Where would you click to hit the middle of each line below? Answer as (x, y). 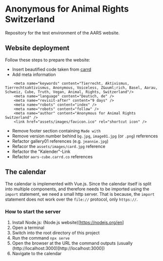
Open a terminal (28, 227)
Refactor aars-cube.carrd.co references (52, 156)
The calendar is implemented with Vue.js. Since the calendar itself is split (78, 184)
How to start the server (33, 212)
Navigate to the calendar (37, 253)
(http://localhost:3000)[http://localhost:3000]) (58, 248)
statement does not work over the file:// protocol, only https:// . (72, 199)
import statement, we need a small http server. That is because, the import (80, 194)
